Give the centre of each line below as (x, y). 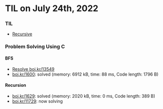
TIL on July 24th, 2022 (52, 8)
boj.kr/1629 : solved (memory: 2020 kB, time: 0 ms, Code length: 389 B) (84, 96)
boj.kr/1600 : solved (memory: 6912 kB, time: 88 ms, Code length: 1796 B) (85, 74)
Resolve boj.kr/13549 (33, 69)
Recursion (16, 85)
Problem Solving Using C (35, 47)
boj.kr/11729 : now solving (37, 101)
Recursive (22, 34)
